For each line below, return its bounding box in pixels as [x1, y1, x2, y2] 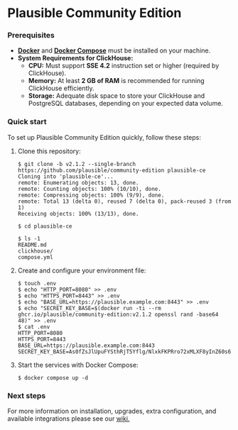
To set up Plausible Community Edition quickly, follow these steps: [7, 133, 201, 141]
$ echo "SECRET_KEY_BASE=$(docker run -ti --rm [17, 304, 161, 312]
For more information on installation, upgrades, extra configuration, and [7, 407, 217, 416]
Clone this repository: [17, 147, 81, 155]
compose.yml [17, 253, 53, 260]
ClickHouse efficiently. [28, 84, 94, 93]
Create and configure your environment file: [17, 266, 146, 275]
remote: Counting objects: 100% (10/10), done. [17, 185, 161, 192]
